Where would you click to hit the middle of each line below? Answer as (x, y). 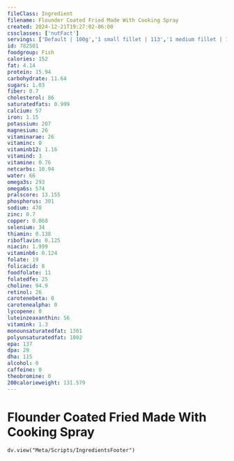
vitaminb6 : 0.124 (32, 253)
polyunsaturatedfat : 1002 (45, 337)
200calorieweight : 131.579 (46, 383)
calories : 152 (28, 59)
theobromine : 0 (29, 376)
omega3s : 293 (26, 182)
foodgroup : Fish (31, 53)
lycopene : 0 (24, 312)
